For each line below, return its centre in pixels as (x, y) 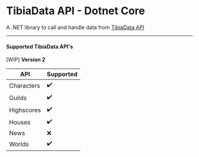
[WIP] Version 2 (26, 60)
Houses (20, 122)
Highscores (25, 110)
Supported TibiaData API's (40, 46)
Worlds (19, 144)
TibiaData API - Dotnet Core (76, 11)
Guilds (18, 98)
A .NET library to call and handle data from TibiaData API (75, 27)
